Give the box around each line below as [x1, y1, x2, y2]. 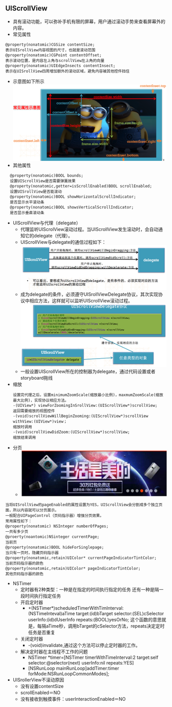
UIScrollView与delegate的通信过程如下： [20, 239, 106, 245]
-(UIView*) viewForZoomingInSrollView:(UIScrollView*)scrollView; [12, 403, 158, 408]
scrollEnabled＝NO [20, 689, 60, 696]
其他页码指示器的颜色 [5, 571, 44, 576]
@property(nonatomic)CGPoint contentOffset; [5, 52, 102, 58]
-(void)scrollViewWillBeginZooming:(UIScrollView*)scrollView [12, 413, 148, 419]
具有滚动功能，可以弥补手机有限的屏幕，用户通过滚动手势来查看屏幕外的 [12, 18, 165, 25]
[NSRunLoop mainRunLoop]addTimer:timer [28, 665, 119, 671]
